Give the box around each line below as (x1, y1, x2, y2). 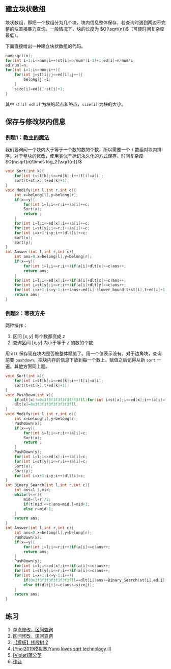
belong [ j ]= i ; (23, 77, 51, 82)
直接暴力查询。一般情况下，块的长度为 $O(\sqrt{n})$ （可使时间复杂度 (18, 26, 165, 32)
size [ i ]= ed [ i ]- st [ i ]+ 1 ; (14, 86, 65, 91)
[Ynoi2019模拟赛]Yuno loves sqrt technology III (12, 646, 111, 652)
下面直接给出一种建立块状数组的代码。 (5, 43, 85, 49)
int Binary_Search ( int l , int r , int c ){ (5, 483, 90, 488)
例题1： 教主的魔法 (5, 134, 49, 141)
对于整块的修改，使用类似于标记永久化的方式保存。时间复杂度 (14, 153, 144, 159)
